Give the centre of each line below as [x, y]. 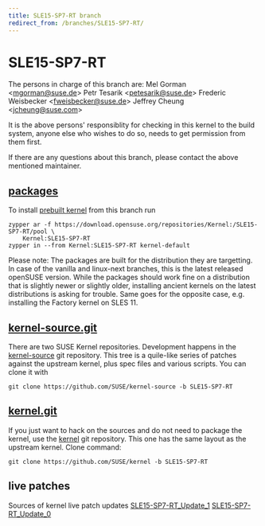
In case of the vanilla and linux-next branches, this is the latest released [126, 269]
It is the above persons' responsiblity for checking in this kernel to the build [132, 125]
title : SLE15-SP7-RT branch [55, 16]
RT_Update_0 [30, 513]
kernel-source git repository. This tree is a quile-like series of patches [123, 356]
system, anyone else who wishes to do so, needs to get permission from [127, 134]
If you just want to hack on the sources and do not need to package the [125, 430]
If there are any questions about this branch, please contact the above [123, 158]
